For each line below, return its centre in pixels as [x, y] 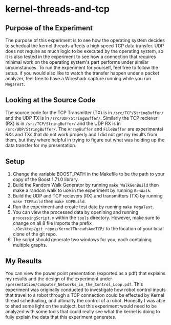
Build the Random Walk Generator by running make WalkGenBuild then [86, 185]
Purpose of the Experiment [49, 28]
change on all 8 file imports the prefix [52, 223]
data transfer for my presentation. [41, 145]
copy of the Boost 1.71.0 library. [46, 179]
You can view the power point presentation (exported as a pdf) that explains [85, 274]
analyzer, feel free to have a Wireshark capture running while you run [78, 78]
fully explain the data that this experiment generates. [61, 317]
